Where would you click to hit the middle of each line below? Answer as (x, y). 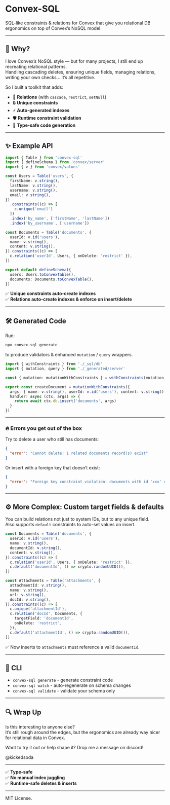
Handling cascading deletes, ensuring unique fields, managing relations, (80, 72)
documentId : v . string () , (36, 548)
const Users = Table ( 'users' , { (39, 176)
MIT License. (19, 798)
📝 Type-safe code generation (44, 125)
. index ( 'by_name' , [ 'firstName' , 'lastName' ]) (60, 218)
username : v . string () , (34, 190)
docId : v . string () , (30, 599)
